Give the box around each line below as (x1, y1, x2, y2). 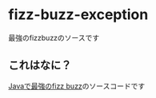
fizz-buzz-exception (8, 6, 149, 24)
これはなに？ (8, 58, 72, 73)
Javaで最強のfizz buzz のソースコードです (8, 81, 146, 91)
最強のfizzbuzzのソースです (8, 33, 100, 42)
